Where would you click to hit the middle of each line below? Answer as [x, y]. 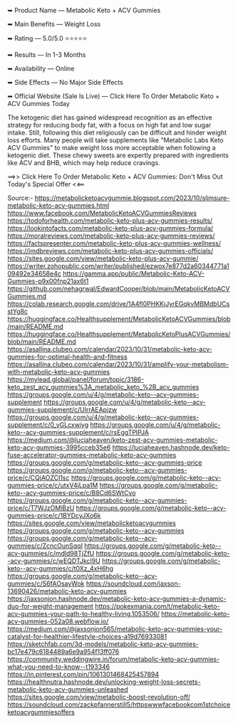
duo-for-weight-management [51, 606]
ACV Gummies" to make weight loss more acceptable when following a [112, 148]
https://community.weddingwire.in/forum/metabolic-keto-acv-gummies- [114, 659]
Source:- [20, 198]
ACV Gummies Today [38, 104]
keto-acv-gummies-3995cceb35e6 [59, 447]
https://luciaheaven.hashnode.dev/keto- [171, 447]
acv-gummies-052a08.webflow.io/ [58, 621]
